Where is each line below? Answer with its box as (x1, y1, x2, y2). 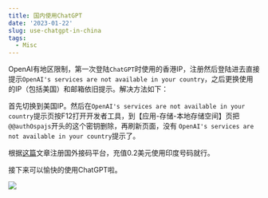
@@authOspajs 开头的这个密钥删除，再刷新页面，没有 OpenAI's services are (8, 121, 254, 131)
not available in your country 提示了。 (8, 131, 140, 141)
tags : (8, 34, 26, 42)
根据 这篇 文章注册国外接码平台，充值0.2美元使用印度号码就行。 (8, 148, 215, 158)
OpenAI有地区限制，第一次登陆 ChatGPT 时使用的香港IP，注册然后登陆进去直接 (8, 65, 260, 74)
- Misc (15, 42, 37, 49)
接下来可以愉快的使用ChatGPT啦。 (8, 165, 122, 175)
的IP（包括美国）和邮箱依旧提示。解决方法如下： (8, 85, 169, 94)
